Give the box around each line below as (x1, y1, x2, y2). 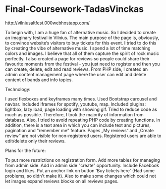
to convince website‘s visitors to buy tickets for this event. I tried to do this (5, 40, 157, 46)
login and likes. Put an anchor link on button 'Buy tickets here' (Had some (5, 167, 155, 174)
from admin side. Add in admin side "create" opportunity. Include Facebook (5, 162, 160, 168)
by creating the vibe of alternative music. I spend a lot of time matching (5, 45, 151, 51)
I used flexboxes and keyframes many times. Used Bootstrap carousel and (5, 95, 157, 102)
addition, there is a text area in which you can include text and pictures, (5, 122, 151, 128)
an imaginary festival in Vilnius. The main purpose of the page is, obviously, (5, 35, 160, 41)
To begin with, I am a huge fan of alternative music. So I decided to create (5, 29, 156, 35)
